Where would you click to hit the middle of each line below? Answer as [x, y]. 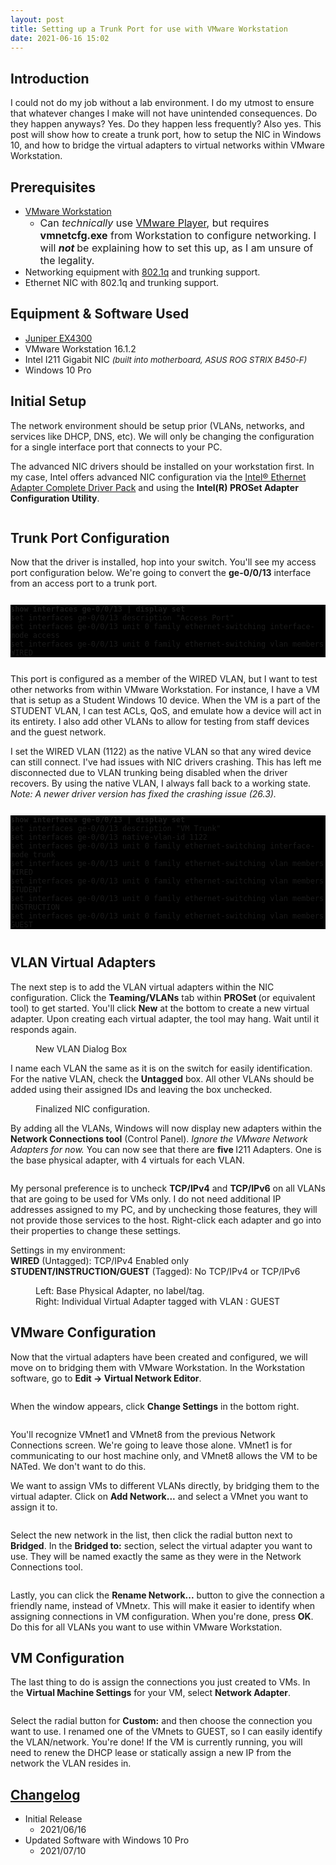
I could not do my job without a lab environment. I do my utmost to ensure [162, 103]
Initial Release [53, 1819]
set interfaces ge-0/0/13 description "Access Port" [122, 618]
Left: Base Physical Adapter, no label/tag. [120, 1290]
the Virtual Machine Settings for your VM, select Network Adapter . [151, 1693]
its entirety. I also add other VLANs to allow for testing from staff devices [160, 722]
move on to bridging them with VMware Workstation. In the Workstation [158, 1367]
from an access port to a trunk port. [84, 583]
